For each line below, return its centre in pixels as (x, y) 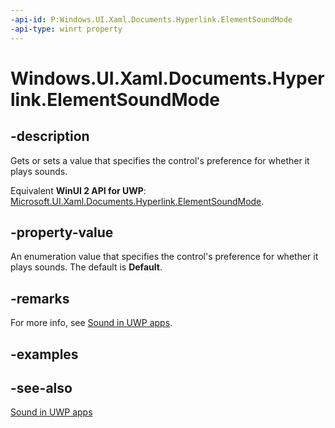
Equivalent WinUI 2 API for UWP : (78, 190)
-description (50, 136)
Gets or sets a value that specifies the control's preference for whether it (160, 160)
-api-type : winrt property (66, 29)
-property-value (62, 232)
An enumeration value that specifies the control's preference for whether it (164, 257)
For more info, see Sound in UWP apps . (91, 323)
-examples (44, 354)
